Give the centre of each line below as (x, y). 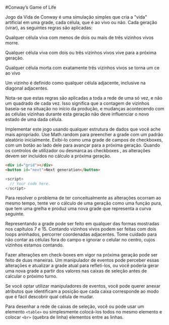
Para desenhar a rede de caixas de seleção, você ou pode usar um (75, 306)
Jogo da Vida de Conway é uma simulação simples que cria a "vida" (76, 17)
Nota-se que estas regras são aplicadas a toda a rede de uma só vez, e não (84, 98)
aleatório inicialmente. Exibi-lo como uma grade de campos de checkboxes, (84, 140)
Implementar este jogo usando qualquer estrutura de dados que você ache (83, 129)
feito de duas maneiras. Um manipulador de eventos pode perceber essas (82, 260)
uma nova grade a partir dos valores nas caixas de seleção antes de (76, 271)
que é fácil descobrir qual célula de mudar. (50, 297)
